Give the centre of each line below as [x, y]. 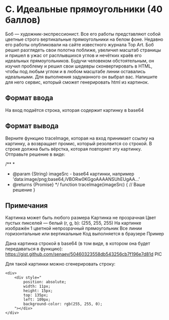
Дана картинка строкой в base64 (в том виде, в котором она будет [78, 243]
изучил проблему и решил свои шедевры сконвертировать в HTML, [79, 66]
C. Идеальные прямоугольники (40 [84, 9]
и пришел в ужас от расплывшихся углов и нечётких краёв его [74, 55]
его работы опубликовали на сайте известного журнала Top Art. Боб [79, 44]
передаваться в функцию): [34, 249]
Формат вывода [32, 126]
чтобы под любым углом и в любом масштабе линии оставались [75, 71]
